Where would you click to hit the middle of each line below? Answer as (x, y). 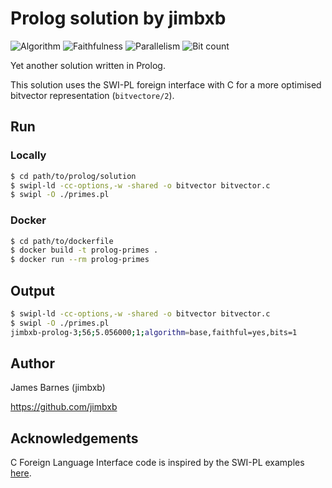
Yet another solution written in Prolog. (88, 65)
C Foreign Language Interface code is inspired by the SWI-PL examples (157, 463)
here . (21, 473)
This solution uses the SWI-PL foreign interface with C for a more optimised (166, 84)
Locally (28, 155)
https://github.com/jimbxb (64, 407)
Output (32, 290)
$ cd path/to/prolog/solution (73, 176)
